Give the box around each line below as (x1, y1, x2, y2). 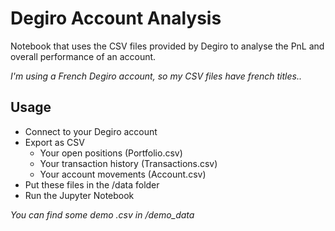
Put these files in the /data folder (24, 178, 160, 191)
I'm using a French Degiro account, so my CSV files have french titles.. (10, 70, 302, 82)
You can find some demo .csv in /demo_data (10, 208, 195, 221)
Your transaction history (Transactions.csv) (39, 157, 218, 169)
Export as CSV (24, 136, 85, 148)
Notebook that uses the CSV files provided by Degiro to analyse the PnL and (10, 40, 325, 52)
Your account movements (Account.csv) (39, 168, 207, 180)
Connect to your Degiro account (24, 125, 158, 137)
